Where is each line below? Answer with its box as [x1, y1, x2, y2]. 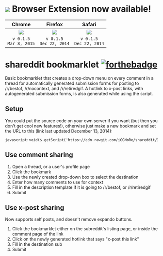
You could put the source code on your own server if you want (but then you [5, 118, 158, 124]
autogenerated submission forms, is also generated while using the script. [5, 91, 153, 96]
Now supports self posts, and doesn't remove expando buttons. [5, 217, 132, 222]
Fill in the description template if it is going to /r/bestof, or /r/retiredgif [12, 184, 151, 190]
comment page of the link [12, 231, 64, 237]
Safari [82, 21, 97, 28]
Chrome [12, 21, 31, 28]
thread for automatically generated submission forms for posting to [5, 80, 139, 86]
